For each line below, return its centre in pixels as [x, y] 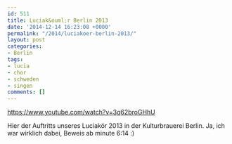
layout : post [26, 40]
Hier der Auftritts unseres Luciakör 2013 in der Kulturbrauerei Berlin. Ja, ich [116, 126]
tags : [15, 60]
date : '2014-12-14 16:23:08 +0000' [59, 27]
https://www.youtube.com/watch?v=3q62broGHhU [82, 112]
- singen [20, 86]
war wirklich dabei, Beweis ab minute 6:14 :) [71, 133]
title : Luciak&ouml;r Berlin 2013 [58, 20]
